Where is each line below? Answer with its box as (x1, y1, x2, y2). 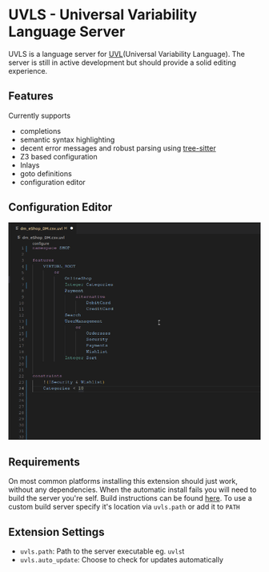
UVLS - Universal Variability (8, 6, 198, 24)
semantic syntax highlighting (19, 135, 115, 144)
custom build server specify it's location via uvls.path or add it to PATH (8, 502, 240, 512)
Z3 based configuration (19, 151, 98, 161)
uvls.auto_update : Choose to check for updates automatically (19, 555, 224, 565)
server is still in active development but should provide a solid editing (8, 58, 236, 67)
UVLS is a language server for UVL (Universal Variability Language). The (8, 49, 246, 58)
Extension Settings (8, 525, 105, 538)
